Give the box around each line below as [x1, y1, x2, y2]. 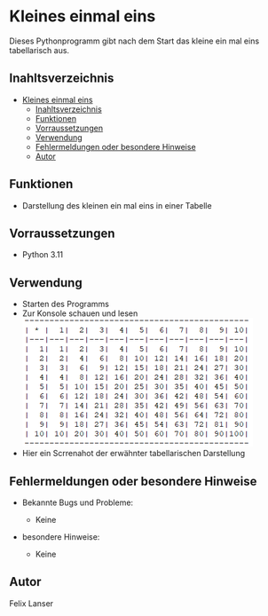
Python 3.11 [21, 249, 64, 260]
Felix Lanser [9, 597, 54, 609]
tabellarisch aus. [9, 44, 69, 55]
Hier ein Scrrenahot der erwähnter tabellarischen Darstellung [21, 448, 246, 459]
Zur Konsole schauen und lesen [21, 308, 138, 319]
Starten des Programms [21, 299, 109, 310]
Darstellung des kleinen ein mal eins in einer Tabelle [21, 200, 212, 210]
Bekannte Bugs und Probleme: [21, 497, 134, 508]
